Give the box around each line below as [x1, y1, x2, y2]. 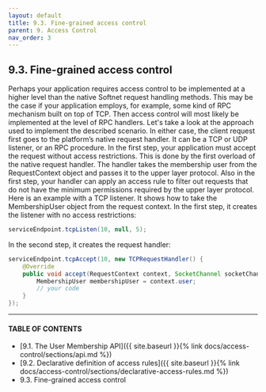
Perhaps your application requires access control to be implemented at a [8, 84, 245, 93]
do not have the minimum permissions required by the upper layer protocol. [8, 185, 255, 195]
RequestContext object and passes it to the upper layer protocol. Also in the [8, 168, 256, 178]
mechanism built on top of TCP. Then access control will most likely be [8, 109, 239, 119]
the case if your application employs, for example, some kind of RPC [8, 101, 232, 111]
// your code [36, 284, 80, 293]
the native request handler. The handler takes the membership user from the [8, 160, 257, 169]
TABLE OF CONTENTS [8, 324, 82, 333]
